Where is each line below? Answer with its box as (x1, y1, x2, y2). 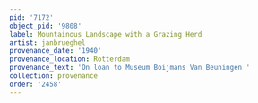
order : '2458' (9, 80, 63, 89)
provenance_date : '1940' (9, 47, 102, 56)
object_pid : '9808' (9, 21, 82, 30)
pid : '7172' (9, 13, 54, 22)
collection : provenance (9, 72, 99, 81)
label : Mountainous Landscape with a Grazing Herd (9, 30, 202, 39)
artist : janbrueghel (9, 38, 87, 47)
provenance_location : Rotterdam (9, 55, 130, 64)
